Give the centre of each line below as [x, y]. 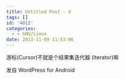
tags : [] [17, 17]
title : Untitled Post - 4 [38, 12]
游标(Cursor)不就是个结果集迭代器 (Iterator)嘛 [62, 57]
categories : [21, 28]
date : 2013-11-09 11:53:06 [40, 39]
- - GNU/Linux [29, 34]
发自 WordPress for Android [41, 70]
